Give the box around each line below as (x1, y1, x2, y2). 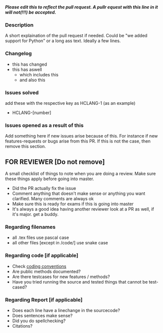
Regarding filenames (5, 223, 56, 230)
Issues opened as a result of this (5, 122, 84, 129)
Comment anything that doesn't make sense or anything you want (12, 190, 145, 196)
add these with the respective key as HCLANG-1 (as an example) (5, 100, 136, 106)
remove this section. (5, 143, 47, 149)
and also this (19, 77, 46, 83)
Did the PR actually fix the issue (12, 186, 76, 191)
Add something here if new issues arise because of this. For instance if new (5, 133, 158, 139)
